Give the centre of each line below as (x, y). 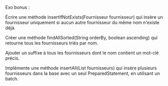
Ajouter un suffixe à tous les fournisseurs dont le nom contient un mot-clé (82, 53)
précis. (12, 58)
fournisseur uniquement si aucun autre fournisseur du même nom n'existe (82, 23)
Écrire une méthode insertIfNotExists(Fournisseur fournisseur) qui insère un (84, 17)
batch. (12, 79)
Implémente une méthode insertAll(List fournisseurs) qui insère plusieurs (81, 68)
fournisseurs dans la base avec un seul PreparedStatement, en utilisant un (83, 73)
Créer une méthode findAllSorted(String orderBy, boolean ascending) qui (81, 38)
